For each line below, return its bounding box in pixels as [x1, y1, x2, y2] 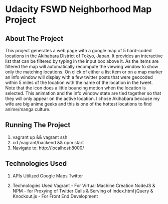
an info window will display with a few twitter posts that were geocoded [5, 74, 153, 80]
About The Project [5, 34, 64, 43]
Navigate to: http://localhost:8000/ [12, 145, 84, 151]
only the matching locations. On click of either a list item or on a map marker [5, 69, 163, 75]
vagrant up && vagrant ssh [12, 134, 68, 140]
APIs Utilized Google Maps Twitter [12, 172, 84, 179]
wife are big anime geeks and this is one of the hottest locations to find [5, 101, 152, 107]
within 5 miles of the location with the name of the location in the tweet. [5, 79, 153, 85]
